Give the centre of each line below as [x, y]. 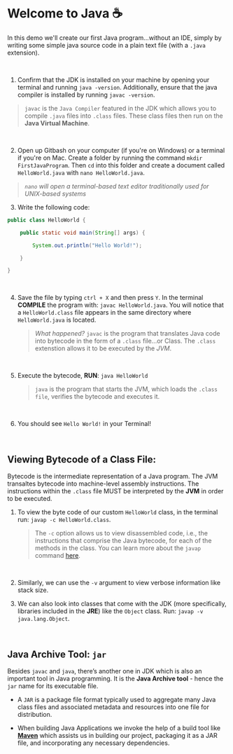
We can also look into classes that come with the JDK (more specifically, [122, 604]
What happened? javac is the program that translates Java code [127, 334]
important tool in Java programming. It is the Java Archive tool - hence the [115, 678]
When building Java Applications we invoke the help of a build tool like [119, 728]
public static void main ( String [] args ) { [83, 233]
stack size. [33, 590]
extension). [23, 53]
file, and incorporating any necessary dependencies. [93, 743]
